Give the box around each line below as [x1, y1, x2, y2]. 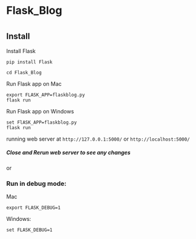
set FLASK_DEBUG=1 [6, 227, 53, 233]
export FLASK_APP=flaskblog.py [6, 92, 85, 98]
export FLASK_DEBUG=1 [6, 205, 61, 211]
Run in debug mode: [6, 179, 67, 188]
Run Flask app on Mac [6, 80, 62, 88]
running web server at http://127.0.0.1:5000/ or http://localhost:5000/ [6, 135, 191, 142]
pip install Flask [6, 59, 53, 65]
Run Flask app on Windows [6, 107, 74, 115]
